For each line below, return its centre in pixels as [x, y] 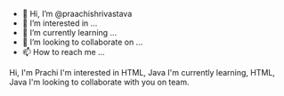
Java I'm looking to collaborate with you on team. [99, 82]
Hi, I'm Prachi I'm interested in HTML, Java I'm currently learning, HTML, [142, 72]
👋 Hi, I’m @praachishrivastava [77, 14]
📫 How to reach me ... [63, 52]
